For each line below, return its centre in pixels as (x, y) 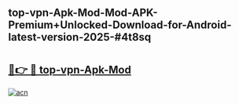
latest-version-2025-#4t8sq (80, 37)
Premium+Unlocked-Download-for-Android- (120, 25)
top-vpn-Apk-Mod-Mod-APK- (83, 13)
